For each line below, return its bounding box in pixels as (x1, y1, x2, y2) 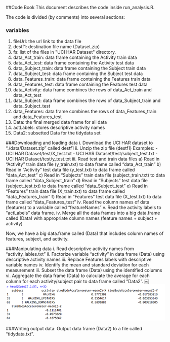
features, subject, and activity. (6, 236, 69, 242)
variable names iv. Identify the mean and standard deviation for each (6, 262, 149, 268)
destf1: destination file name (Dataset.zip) (13, 44, 100, 50)
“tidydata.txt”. (6, 331, 34, 337)
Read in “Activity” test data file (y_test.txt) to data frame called (6, 167, 135, 173)
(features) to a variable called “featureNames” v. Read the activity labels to (6, 204, 161, 211)
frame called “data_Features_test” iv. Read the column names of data (6, 199, 150, 205)
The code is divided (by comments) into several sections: (6, 14, 125, 20)
